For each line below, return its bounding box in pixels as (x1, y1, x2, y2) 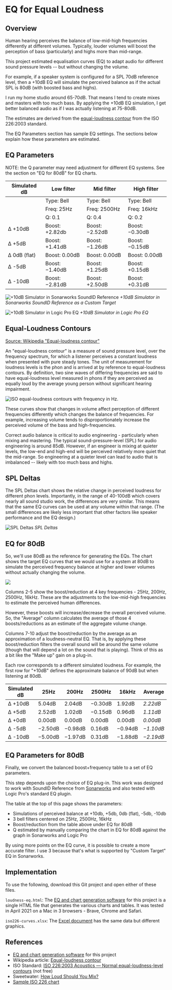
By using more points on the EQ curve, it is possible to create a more (5, 842, 150, 848)
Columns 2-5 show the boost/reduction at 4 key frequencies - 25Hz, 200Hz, (5, 589, 167, 595)
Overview (5, 24, 37, 33)
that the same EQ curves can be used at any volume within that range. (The (5, 504, 165, 510)
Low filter (51, 185, 76, 192)
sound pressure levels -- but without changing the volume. (5, 64, 129, 70)
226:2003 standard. (5, 121, 48, 126)
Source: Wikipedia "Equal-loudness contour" (5, 338, 100, 344)
